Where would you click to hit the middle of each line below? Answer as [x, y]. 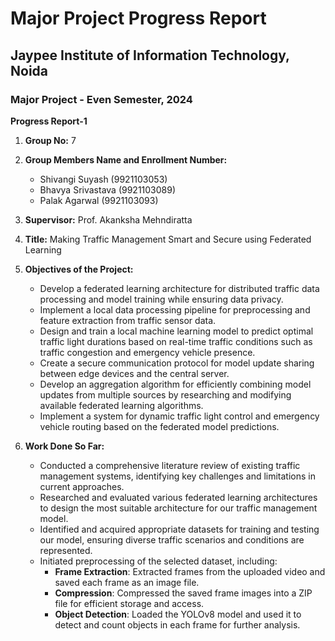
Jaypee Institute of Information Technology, [150, 55]
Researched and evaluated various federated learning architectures [178, 497]
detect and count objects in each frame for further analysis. [177, 624]
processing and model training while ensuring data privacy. [161, 299]
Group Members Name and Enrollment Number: [126, 159]
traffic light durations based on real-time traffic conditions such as [176, 341]
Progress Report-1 [49, 121]
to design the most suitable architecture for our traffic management [178, 508]
